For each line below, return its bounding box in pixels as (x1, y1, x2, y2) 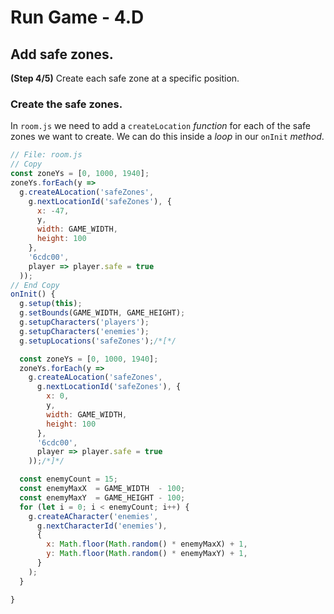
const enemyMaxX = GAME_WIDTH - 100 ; (19, 484, 186, 494)
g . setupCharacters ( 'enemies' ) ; (19, 326, 150, 336)
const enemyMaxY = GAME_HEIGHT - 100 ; (19, 492, 186, 503)
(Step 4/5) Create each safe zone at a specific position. (10, 72, 240, 84)
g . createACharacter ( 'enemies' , (28, 511, 159, 521)
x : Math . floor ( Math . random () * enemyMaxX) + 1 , (46, 539, 248, 550)
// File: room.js (10, 150, 83, 160)
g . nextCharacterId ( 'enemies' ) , (36, 521, 168, 531)
